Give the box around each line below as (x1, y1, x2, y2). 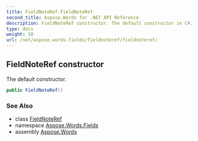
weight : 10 (6, 31, 34, 38)
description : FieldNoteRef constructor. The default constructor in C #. (6, 20, 193, 26)
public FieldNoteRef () (6, 87, 63, 93)
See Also (6, 101, 33, 110)
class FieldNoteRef (14, 115, 62, 122)
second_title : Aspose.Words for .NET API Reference (6, 15, 139, 21)
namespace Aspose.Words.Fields (14, 122, 98, 129)
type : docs (6, 25, 34, 32)
